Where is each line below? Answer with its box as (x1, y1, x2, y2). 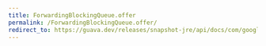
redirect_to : (8, 26, 51, 34)
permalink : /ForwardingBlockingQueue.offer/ (8, 19, 158, 27)
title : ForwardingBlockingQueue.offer (8, 11, 136, 19)
